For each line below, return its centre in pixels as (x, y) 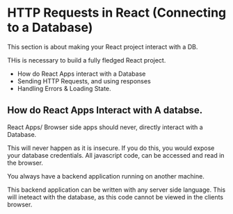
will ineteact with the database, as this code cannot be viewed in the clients (115, 197)
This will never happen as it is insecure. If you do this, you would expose (111, 148)
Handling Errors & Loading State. (64, 88)
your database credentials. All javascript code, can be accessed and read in (116, 155)
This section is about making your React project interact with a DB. (103, 47)
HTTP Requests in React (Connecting (117, 13)
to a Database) (50, 27)
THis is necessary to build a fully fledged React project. (87, 60)
